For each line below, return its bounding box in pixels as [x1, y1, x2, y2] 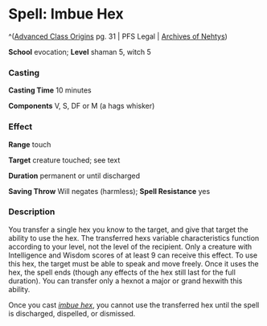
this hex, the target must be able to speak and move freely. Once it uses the [8, 258, 259, 268]
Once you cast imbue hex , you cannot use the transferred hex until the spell [8, 299, 260, 310]
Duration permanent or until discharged [8, 171, 141, 180]
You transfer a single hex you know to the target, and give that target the [8, 225, 249, 234]
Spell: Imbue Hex [8, 5, 124, 23]
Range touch [8, 139, 51, 149]
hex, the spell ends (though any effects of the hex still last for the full [8, 267, 236, 277]
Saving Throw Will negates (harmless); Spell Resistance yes [8, 186, 211, 196]
